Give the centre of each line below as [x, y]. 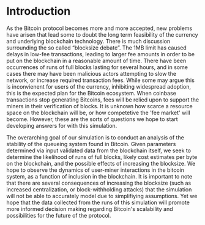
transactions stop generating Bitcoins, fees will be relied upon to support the [103, 100]
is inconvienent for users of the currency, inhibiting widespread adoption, [99, 86]
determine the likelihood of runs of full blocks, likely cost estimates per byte [102, 157]
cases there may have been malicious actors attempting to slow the [91, 73]
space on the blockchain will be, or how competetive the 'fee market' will [99, 112]
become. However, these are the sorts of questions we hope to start [92, 119]
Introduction [39, 11]
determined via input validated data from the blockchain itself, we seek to [99, 150]
